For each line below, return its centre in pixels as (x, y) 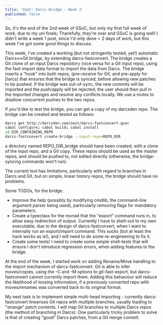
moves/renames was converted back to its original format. (63, 287)
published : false (23, 14)
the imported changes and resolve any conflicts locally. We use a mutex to (80, 94)
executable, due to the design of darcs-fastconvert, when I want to (79, 226)
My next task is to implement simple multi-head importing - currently (74, 297)
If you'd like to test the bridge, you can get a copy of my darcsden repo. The (81, 109)
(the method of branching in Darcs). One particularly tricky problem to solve (81, 312)
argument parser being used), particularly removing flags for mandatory (84, 205)
